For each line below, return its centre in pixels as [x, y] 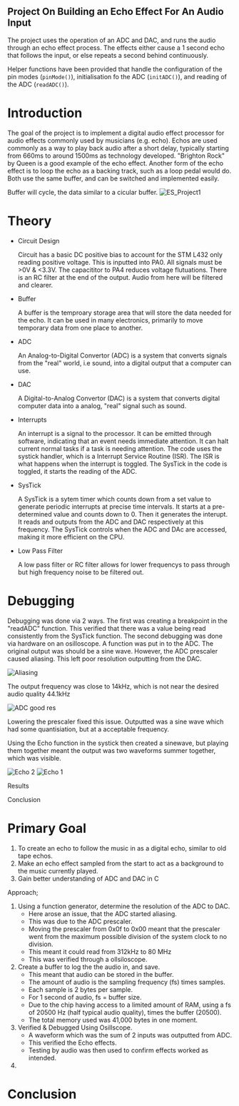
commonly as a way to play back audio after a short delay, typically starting [118, 148]
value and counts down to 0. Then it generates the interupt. [141, 514]
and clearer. [35, 285]
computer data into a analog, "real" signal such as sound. [102, 405]
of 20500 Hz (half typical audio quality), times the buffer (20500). [125, 1012]
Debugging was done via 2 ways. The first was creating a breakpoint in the [118, 621]
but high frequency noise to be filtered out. [81, 572]
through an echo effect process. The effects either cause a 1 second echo [116, 47]
